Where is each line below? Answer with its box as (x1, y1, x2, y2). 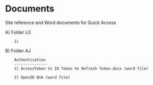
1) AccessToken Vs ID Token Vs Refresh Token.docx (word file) (14, 66, 149, 71)
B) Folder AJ (5, 47, 31, 53)
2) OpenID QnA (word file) (14, 74, 70, 80)
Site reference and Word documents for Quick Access (5, 19, 116, 25)
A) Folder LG (5, 29, 31, 35)
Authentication (14, 57, 46, 62)
